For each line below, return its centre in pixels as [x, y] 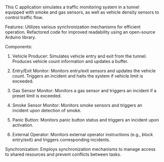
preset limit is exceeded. [37, 96]
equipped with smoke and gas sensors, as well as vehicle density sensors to [82, 12]
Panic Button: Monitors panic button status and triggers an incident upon [85, 120]
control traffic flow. [24, 17]
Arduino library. [21, 37]
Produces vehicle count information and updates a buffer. [70, 61]
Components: [19, 47]
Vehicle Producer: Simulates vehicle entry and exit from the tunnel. [79, 56]
